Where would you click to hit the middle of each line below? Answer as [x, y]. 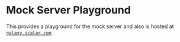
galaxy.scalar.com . [30, 32]
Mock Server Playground [69, 10]
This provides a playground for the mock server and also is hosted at [90, 26]
